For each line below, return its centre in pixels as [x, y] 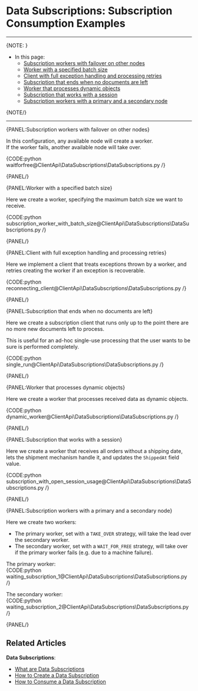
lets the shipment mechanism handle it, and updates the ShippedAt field [93, 457]
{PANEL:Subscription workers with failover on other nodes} [78, 129]
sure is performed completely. [43, 346]
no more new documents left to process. [55, 329]
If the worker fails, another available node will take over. [74, 147]
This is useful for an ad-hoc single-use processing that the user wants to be [98, 340]
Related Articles [36, 643]
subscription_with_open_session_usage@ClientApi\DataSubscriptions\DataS [99, 481]
